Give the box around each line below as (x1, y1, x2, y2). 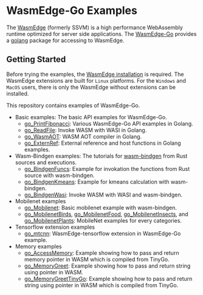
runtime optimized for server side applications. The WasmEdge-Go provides (6, 30, 197, 37)
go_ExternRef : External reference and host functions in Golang (24, 139, 181, 147)
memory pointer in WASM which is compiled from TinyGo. (24, 255, 170, 263)
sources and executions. (15, 159, 77, 166)
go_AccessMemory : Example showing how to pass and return (24, 249, 179, 256)
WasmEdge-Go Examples (6, 4, 138, 18)
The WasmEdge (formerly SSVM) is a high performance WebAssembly (6, 24, 184, 31)
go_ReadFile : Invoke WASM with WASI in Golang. (24, 126, 147, 134)
